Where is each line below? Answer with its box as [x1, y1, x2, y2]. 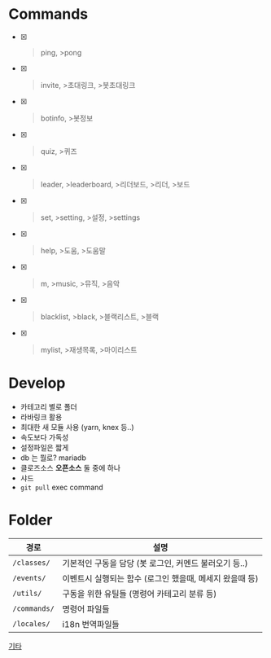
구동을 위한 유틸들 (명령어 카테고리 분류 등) [62, 588, 217, 599]
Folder [8, 511, 53, 529]
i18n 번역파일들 [62, 618, 120, 629]
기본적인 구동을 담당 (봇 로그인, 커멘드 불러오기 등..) [62, 557, 248, 568]
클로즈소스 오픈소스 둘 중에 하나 [20, 463, 120, 472]
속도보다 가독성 [20, 432, 69, 442]
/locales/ [12, 619, 50, 628]
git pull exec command [20, 482, 103, 492]
